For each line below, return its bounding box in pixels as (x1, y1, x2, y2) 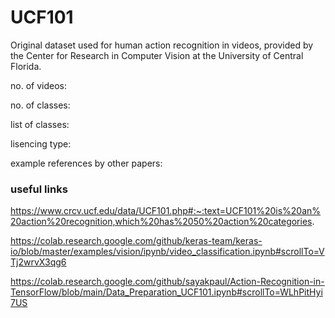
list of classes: (10, 118, 70, 130)
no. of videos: (10, 79, 67, 91)
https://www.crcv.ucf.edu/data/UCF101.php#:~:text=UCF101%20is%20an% (10, 205, 322, 217)
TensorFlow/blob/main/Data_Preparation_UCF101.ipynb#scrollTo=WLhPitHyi (10, 286, 323, 298)
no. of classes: (10, 99, 71, 111)
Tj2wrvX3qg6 (10, 256, 67, 268)
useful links (10, 182, 68, 196)
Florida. (10, 60, 42, 72)
